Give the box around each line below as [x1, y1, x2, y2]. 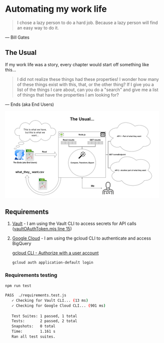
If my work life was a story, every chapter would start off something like [5, 61, 149, 67]
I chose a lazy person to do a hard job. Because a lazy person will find [17, 20, 158, 25]
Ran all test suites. [11, 334, 56, 339]
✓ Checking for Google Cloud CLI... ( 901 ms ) [11, 303, 106, 308]
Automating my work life [5, 3, 107, 15]
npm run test [5, 283, 32, 289]
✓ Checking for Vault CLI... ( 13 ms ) [11, 298, 89, 303]
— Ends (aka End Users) [5, 101, 54, 107]
